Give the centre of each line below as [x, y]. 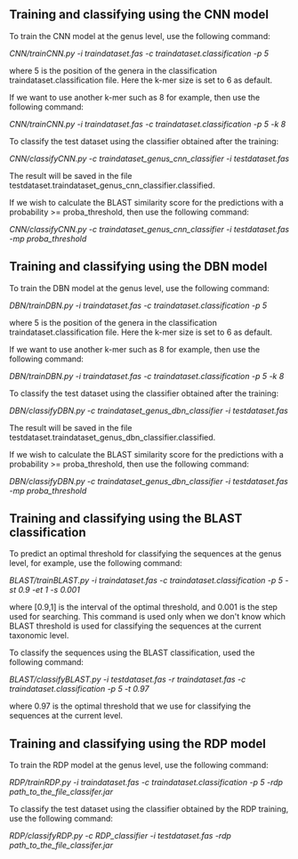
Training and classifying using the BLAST [126, 519]
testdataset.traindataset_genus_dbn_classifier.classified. [113, 437]
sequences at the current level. [66, 716]
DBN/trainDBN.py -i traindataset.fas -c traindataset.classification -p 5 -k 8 [147, 376]
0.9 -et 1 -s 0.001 [48, 590]
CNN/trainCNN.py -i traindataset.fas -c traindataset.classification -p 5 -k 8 [148, 124]
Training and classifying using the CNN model [139, 15]
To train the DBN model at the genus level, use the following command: [139, 288]
